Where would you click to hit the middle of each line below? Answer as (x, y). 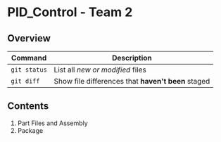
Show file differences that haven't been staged (132, 81)
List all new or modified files (100, 70)
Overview (29, 38)
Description (132, 58)
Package (30, 130)
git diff (25, 81)
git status (29, 70)
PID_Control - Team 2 (70, 12)
